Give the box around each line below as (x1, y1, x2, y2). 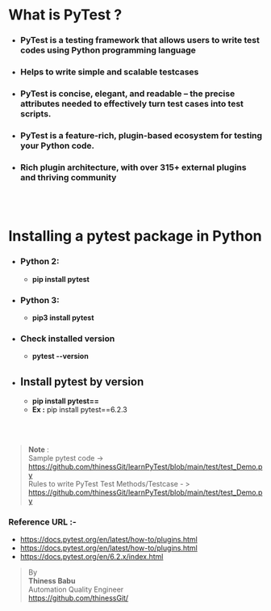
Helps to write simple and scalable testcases (19, 66, 199, 78)
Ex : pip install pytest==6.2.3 (31, 405, 127, 415)
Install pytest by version (19, 374, 144, 389)
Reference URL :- (8, 516, 77, 527)
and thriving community (19, 171, 117, 183)
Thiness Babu (27, 576, 76, 586)
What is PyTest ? (8, 6, 123, 24)
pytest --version (31, 352, 89, 361)
